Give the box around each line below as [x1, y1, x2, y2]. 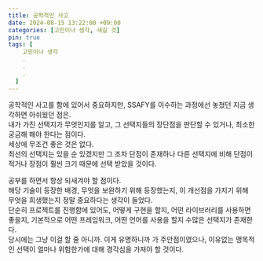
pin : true [8, 33, 41, 42]
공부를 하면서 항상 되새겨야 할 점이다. [8, 175, 122, 185]
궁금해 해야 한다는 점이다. [8, 129, 86, 138]
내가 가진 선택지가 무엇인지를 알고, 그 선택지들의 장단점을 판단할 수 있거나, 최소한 [8, 119, 255, 129]
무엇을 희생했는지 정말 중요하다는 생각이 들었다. [8, 195, 153, 204]
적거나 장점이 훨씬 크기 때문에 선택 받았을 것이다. [8, 159, 157, 168]
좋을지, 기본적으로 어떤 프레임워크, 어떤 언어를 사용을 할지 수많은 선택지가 [8, 215, 232, 224]
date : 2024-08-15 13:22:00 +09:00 [8, 19, 122, 27]
